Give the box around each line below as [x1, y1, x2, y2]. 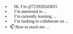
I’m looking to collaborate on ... [14, 19, 69, 24]
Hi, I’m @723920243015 [14, 4, 57, 9]
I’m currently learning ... [14, 14, 56, 19]
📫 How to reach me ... [9, 24, 49, 30]
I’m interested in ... [14, 9, 47, 14]
